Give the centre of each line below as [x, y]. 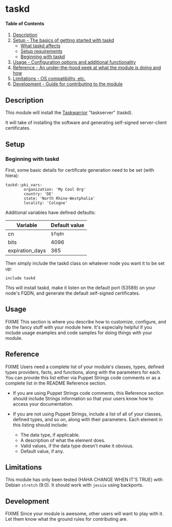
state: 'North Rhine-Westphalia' [60, 198]
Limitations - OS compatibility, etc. [49, 79]
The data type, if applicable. [50, 434]
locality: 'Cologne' [46, 203]
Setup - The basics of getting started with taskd [63, 40]
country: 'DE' [39, 194]
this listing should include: [40, 425]
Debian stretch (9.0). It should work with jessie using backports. [74, 485]
